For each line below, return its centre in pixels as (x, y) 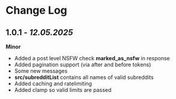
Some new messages (41, 71)
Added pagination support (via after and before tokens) (83, 64)
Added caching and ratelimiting (53, 83)
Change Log (36, 10)
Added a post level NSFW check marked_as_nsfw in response (92, 58)
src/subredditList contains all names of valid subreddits (84, 77)
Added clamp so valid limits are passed (63, 90)
